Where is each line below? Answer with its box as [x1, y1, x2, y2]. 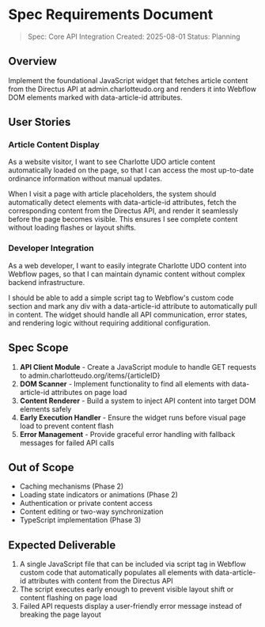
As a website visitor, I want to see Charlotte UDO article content [8, 157, 216, 167]
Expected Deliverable [8, 538, 116, 552]
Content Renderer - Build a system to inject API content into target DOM [19, 396, 256, 405]
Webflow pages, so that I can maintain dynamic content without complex [8, 269, 245, 279]
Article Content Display [8, 139, 100, 150]
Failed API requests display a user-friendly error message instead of [19, 602, 243, 611]
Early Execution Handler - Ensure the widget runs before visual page [19, 412, 247, 422]
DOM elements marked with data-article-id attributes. [8, 93, 184, 102]
